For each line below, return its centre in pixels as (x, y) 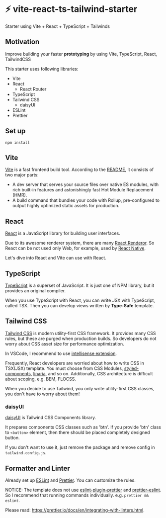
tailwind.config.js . (26, 453)
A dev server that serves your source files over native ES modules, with (85, 184)
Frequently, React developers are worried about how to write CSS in (75, 363)
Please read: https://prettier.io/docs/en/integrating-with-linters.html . (75, 510)
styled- (131, 368)
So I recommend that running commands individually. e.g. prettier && (77, 495)
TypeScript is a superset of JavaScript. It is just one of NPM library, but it (80, 285)
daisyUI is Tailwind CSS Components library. (50, 418)
